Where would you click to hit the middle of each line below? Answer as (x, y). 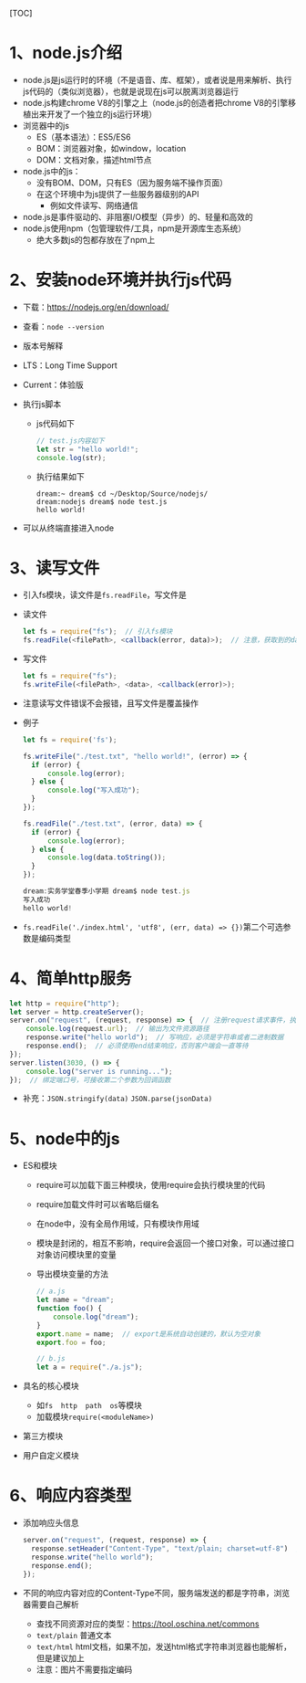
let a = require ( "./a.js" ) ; (89, 1367)
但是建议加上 (60, 1657)
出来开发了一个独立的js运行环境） (94, 114)
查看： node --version (63, 326)
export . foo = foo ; (71, 1342)
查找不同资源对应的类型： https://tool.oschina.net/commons (148, 1624)
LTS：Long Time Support (70, 365)
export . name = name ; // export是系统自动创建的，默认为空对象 (148, 1334)
